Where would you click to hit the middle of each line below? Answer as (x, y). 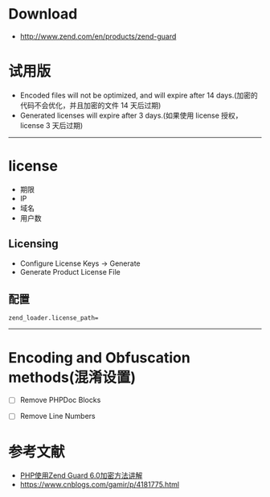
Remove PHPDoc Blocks (60, 400)
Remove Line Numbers (57, 416)
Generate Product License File (70, 271)
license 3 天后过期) (51, 125)
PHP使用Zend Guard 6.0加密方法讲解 (81, 475)
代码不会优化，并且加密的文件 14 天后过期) (90, 105)
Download (43, 14)
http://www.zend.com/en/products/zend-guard (98, 36)
